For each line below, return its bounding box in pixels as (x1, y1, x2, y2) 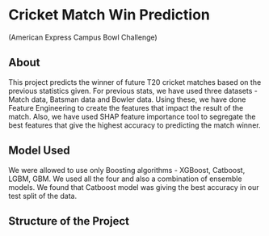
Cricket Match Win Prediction (8, 6, 210, 24)
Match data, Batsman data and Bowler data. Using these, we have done (8, 95, 246, 104)
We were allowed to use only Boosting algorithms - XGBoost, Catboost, (8, 165, 246, 175)
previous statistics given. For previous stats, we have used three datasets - (8, 86, 258, 95)
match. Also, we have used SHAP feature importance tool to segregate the (8, 112, 256, 121)
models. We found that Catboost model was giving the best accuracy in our (8, 182, 260, 192)
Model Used (8, 144, 70, 158)
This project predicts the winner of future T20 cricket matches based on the (8, 77, 262, 86)
